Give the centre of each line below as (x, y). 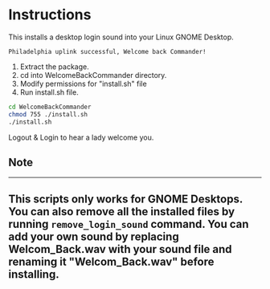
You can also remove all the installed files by (122, 212)
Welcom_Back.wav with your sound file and (120, 249)
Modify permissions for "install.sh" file (83, 83)
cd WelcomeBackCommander (50, 107)
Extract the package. (55, 67)
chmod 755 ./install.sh (48, 114)
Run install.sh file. (49, 92)
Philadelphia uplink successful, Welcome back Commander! (107, 51)
